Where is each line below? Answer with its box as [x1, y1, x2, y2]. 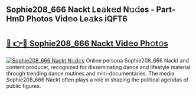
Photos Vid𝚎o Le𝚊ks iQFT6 [26, 14, 128, 24]
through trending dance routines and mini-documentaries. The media [6, 70, 175, 77]
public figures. [6, 83, 41, 89]
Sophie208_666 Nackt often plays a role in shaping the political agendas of [6, 76, 189, 83]
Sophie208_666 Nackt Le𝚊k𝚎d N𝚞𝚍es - [6, 5, 155, 15]
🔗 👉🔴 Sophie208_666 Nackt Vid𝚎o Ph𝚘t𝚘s [6, 38, 168, 48]
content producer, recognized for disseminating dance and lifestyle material [6, 64, 191, 70]
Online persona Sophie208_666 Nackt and [86, 57, 190, 64]
